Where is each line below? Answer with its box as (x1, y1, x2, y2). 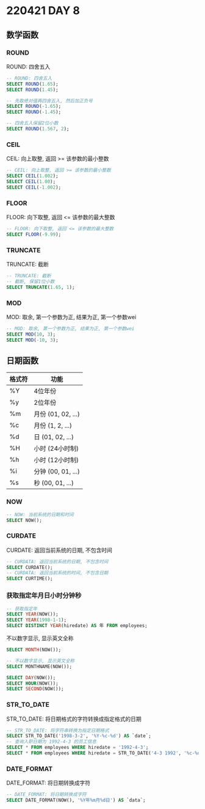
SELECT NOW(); (6, 517, 43, 524)
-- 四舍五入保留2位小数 (6, 120, 59, 126)
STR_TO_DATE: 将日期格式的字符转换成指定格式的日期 (6, 715, 142, 723)
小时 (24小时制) (34, 445, 79, 453)
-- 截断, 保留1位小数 (6, 278, 55, 285)
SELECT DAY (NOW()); (6, 674, 56, 680)
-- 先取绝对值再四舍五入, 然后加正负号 (6, 97, 93, 104)
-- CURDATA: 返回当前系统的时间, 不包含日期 (6, 570, 109, 576)
